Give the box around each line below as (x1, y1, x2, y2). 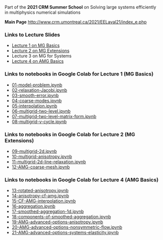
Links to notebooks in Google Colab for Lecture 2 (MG (4, 131, 135, 138)
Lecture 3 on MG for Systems (11, 53, 72, 59)
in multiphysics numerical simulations (4, 9, 81, 15)
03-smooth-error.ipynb (11, 92, 59, 98)
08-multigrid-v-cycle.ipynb (11, 119, 67, 124)
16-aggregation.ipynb (11, 203, 56, 209)
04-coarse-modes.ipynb (11, 97, 62, 103)
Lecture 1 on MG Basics (11, 42, 60, 48)
